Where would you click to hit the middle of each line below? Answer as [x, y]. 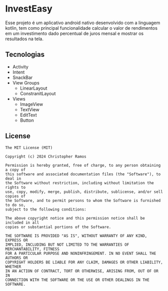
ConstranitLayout [38, 93]
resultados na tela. [24, 39]
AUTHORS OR [17, 258]
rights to [16, 187]
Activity [20, 66]
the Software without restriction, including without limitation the [80, 183]
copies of [16, 196]
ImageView [31, 104]
